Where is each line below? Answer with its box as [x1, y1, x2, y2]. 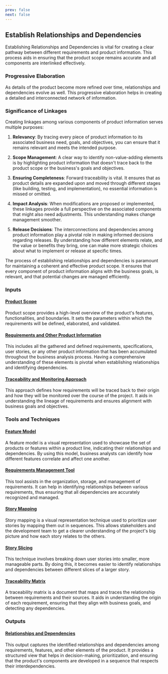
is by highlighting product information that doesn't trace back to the [12, 160, 152, 166]
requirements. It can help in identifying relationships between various [5, 484, 148, 490]
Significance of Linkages [5, 107, 67, 114]
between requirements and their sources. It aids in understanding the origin [5, 594, 161, 601]
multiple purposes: [5, 124, 44, 130]
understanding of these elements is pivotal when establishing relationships [5, 359, 159, 365]
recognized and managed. [5, 494, 60, 500]
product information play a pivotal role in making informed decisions [12, 232, 153, 238]
